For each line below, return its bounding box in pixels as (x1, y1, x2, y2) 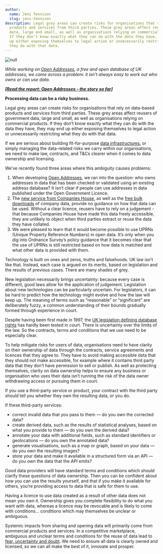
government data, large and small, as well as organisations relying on (5, 115, 143, 121)
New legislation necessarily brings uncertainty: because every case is (5, 276, 145, 282)
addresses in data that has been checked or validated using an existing (12, 180, 154, 186)
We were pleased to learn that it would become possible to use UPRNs (12, 226, 154, 232)
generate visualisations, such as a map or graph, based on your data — (12, 442, 155, 448)
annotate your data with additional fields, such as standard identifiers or (12, 432, 156, 438)
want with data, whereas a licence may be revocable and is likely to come (5, 503, 152, 509)
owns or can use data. (5, 76, 50, 82)
